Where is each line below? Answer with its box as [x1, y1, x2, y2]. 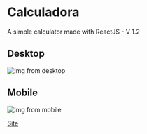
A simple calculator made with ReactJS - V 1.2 [7, 27, 140, 36]
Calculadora [7, 4, 80, 20]
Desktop [7, 48, 45, 60]
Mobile [7, 87, 38, 99]
